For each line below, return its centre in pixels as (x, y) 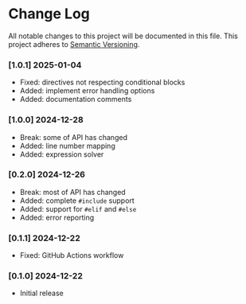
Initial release (41, 293)
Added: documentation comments (76, 99)
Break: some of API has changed (73, 137)
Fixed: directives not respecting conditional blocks (102, 82)
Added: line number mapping (67, 146)
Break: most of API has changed (72, 192)
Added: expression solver (62, 154)
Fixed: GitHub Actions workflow (72, 255)
